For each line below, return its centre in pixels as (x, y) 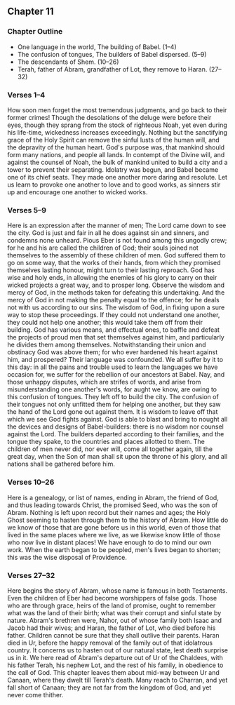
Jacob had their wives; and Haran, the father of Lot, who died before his (112, 628)
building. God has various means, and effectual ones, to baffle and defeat (113, 330)
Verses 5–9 (27, 210)
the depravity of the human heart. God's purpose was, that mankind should (116, 147)
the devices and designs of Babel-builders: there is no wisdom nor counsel (116, 427)
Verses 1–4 (26, 95)
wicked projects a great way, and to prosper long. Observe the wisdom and (116, 285)
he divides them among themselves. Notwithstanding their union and (107, 345)
